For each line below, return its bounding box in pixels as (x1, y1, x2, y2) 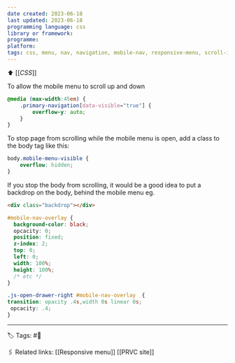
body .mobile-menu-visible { (7, 155, 90, 162)
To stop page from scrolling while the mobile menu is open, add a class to (7, 134, 220, 143)
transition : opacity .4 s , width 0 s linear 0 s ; (7, 299, 142, 306)
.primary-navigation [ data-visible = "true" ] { (20, 102, 152, 109)
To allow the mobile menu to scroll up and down (7, 82, 145, 90)
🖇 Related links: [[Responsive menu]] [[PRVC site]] (7, 348, 155, 356)
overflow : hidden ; (20, 162, 73, 169)
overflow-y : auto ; (32, 108, 86, 115)
